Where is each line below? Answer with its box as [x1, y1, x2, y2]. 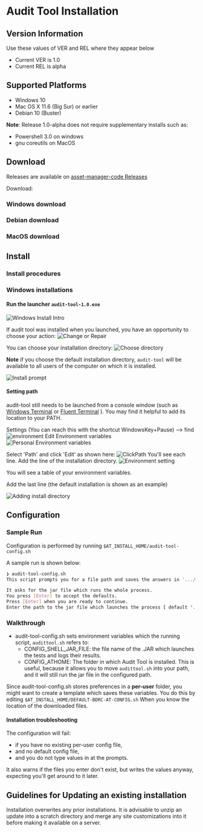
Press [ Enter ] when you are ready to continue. [6, 599, 129, 605]
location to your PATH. [6, 414, 62, 422]
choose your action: [6, 332, 56, 339]
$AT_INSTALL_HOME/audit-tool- [103, 543, 179, 549]
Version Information [6, 29, 83, 39]
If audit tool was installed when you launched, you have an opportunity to [6, 326, 189, 333]
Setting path [6, 388, 38, 395]
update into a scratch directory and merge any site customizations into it [6, 813, 187, 820]
